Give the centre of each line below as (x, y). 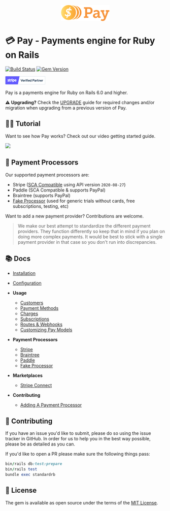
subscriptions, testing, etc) (41, 206)
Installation (24, 273)
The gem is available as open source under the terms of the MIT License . (82, 502)
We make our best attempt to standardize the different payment (84, 226)
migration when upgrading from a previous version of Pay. (66, 108)
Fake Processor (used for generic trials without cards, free (74, 201)
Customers (32, 303)
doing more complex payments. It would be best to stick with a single (90, 237)
